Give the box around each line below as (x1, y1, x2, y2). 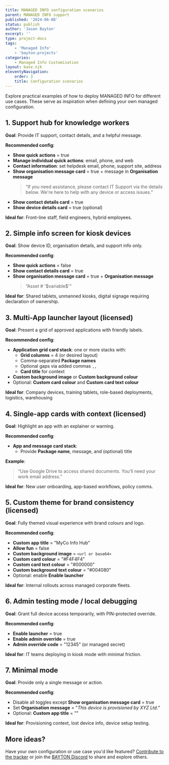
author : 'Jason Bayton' (5, 27, 56, 32)
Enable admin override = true (12, 636, 76, 642)
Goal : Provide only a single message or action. (5, 680, 103, 686)
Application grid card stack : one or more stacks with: (12, 347, 127, 353)
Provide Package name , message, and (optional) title (20, 448, 132, 454)
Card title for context (20, 369, 65, 375)
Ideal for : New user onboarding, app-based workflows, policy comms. (5, 484, 153, 489)
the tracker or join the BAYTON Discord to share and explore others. (5, 754, 148, 760)
